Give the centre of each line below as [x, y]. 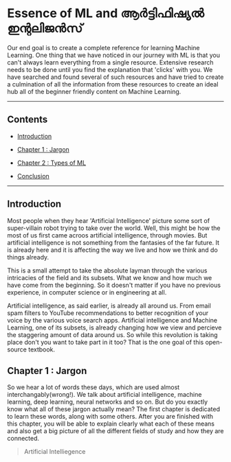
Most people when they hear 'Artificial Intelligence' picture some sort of [109, 220]
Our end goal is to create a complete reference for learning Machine [103, 47]
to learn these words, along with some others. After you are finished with [110, 417]
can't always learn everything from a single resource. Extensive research [110, 62]
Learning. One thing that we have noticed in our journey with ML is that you [114, 55]
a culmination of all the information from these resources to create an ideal [113, 84]
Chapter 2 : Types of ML [52, 163]
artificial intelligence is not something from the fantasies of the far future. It [113, 242]
